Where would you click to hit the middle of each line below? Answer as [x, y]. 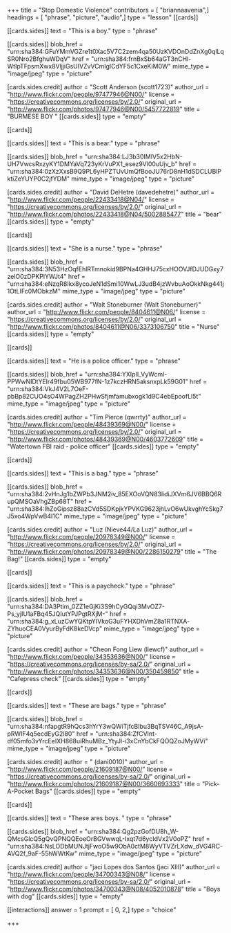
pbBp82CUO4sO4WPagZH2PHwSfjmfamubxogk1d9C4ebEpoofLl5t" [104, 396]
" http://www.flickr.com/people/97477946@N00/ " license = [91, 94]
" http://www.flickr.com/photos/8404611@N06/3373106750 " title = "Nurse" [113, 327]
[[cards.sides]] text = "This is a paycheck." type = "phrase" [91, 586]
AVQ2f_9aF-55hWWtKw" [42, 853]
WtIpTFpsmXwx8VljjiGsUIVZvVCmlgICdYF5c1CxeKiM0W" [89, 66]
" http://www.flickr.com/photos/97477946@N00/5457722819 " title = [104, 109]
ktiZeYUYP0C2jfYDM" [39, 179]
